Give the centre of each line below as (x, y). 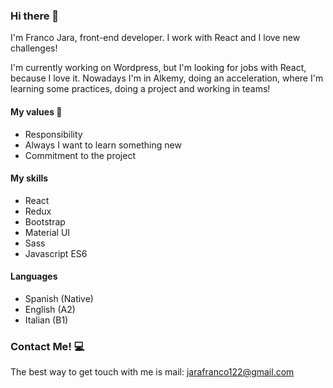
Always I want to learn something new (103, 145)
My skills (29, 178)
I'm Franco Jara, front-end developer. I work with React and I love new (155, 38)
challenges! (34, 48)
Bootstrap (45, 221)
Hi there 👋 (35, 16)
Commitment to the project (80, 155)
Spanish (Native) (59, 298)
